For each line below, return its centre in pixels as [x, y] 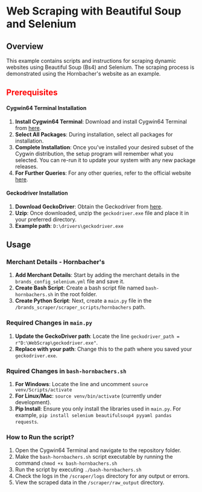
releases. [26, 166]
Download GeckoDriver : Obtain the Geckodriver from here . [89, 206]
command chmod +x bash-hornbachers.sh [66, 463]
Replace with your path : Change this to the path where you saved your [103, 349]
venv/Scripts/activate [43, 390]
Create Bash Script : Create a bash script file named [80, 288]
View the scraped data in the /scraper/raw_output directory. [90, 482]
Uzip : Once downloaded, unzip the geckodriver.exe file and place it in [102, 213]
